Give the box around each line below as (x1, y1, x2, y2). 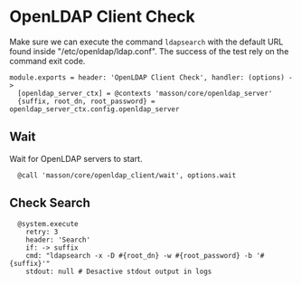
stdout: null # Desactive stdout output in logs (25, 267, 212, 276)
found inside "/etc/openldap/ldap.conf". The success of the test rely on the (9, 45, 289, 56)
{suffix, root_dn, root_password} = (17, 97, 155, 106)
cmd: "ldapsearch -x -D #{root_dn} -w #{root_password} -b (25, 251, 253, 260)
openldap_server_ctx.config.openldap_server (9, 104, 180, 114)
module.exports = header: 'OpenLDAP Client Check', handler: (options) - (9, 72, 294, 82)
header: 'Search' (25, 235, 91, 244)
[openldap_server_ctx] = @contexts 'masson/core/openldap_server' (17, 89, 273, 98)
